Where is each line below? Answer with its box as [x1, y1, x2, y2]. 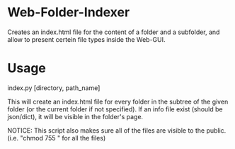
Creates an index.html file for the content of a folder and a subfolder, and [7, 28, 220, 36]
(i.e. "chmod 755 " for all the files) [7, 133, 106, 142]
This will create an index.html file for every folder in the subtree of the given [7, 97, 229, 106]
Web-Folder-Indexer [7, 4, 130, 21]
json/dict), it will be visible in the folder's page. [7, 112, 144, 121]
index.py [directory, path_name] [7, 83, 101, 92]
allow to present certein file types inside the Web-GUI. [7, 35, 166, 43]
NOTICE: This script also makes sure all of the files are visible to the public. [7, 126, 227, 135]
